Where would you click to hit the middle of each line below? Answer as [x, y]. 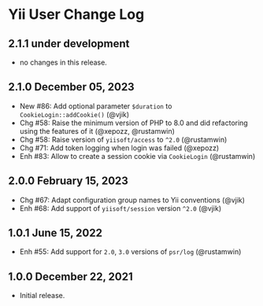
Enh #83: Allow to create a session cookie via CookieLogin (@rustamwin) [137, 156]
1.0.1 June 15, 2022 [55, 233]
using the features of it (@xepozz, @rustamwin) [97, 131]
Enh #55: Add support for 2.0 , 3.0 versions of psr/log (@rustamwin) [130, 252]
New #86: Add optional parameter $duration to [96, 106]
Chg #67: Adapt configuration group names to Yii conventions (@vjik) [132, 200]
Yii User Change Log [76, 15]
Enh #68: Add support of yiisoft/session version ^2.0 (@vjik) [120, 208]
